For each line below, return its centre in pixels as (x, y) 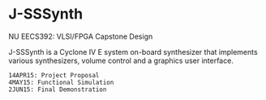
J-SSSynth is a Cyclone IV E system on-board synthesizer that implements (133, 52)
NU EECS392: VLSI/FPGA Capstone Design (81, 36)
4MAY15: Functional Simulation (61, 82)
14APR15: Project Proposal (54, 75)
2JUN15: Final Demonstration (58, 90)
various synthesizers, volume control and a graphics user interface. (121, 60)
